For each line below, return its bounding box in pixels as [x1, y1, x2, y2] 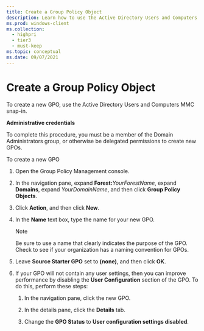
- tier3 [12, 37, 32, 43]
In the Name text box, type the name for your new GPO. [15, 216, 155, 223]
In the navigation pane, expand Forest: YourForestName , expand [15, 179, 177, 187]
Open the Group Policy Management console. [15, 167, 130, 174]
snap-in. [6, 107, 27, 115]
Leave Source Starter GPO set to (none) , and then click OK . [15, 257, 166, 265]
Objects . [15, 192, 38, 199]
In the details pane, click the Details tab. [24, 306, 126, 313]
